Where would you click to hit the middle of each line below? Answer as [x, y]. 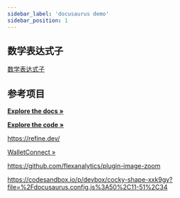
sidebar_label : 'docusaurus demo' [58, 14]
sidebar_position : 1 [38, 21]
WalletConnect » [32, 152]
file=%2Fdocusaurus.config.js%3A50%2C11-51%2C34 [88, 187]
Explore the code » [35, 125]
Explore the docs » [35, 111]
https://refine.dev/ [34, 139]
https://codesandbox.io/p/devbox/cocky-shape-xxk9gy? [90, 180]
